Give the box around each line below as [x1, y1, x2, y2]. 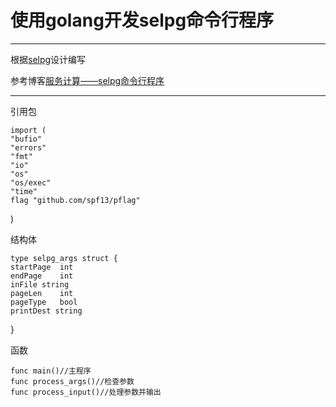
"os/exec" [10, 177, 52, 188]
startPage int [10, 262, 74, 272]
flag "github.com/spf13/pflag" [10, 195, 141, 205]
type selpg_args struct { [10, 253, 118, 263]
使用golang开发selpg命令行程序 [10, 9, 275, 32]
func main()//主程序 [10, 366, 92, 376]
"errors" [10, 142, 47, 153]
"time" [10, 186, 38, 196]
